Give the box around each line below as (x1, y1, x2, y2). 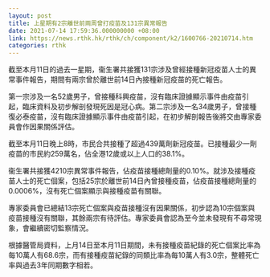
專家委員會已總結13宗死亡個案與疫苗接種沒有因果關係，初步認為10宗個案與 (8, 203, 256, 213)
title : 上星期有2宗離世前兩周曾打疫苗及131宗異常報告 (8, 19, 168, 27)
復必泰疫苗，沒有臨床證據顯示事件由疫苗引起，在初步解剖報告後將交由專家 (8, 112, 255, 121)
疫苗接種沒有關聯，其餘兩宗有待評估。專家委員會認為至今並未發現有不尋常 (8, 214, 255, 223)
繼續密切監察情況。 (29, 223, 93, 233)
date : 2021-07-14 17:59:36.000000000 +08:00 (8, 26, 160, 35)
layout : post (8, 11, 52, 20)
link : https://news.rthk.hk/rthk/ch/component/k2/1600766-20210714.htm (8, 34, 253, 43)
